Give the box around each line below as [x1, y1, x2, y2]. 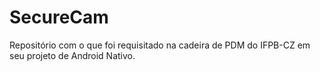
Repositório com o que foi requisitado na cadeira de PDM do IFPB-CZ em [9, 39, 311, 51]
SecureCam [9, 6, 109, 29]
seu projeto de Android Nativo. [9, 49, 136, 61]
